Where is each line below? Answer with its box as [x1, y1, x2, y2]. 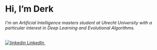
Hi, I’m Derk [5, 3, 54, 15]
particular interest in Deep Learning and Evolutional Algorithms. [5, 25, 135, 31]
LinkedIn [27, 40, 44, 46]
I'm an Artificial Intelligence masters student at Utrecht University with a [5, 19, 152, 25]
